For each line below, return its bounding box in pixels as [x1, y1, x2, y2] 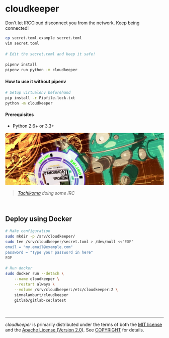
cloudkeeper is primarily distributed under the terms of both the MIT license [5, 321, 162, 327]
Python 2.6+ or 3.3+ [12, 123, 54, 129]
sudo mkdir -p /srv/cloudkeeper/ [5, 234, 75, 239]
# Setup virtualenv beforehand [5, 90, 71, 95]
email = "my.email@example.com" [5, 244, 73, 250]
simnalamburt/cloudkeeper [14, 292, 69, 298]
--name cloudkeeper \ [14, 276, 59, 281]
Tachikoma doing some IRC [17, 190, 75, 196]
